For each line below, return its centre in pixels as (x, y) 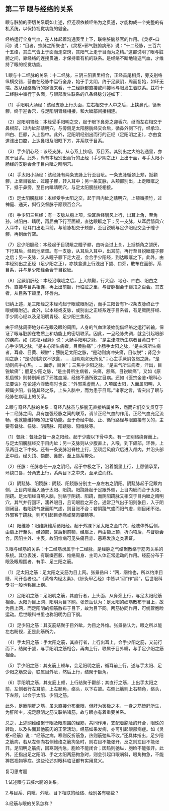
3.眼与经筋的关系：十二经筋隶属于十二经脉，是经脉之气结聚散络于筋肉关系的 (84, 549)
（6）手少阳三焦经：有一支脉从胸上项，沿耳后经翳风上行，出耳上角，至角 (81, 215)
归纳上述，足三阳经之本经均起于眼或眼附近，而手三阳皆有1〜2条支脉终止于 (82, 303)
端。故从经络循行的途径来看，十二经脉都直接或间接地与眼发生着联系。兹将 (82, 88)
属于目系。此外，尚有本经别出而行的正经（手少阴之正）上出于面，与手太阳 (82, 157)
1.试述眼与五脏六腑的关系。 (33, 782)
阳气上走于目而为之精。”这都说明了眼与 (119, 51)
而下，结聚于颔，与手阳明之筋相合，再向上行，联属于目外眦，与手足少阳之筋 (84, 648)
